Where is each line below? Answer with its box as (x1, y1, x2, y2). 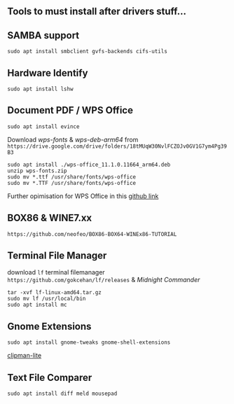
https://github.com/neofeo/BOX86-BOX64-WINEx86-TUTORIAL (7, 230, 177, 237)
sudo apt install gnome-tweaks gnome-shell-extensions (7, 339, 171, 346)
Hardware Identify (7, 67, 88, 79)
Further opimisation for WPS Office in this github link (7, 192, 159, 200)
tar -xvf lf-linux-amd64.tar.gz (7, 289, 102, 296)
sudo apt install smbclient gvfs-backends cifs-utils (7, 48, 168, 55)
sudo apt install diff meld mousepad (7, 390, 118, 398)
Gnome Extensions (7, 320, 92, 332)
